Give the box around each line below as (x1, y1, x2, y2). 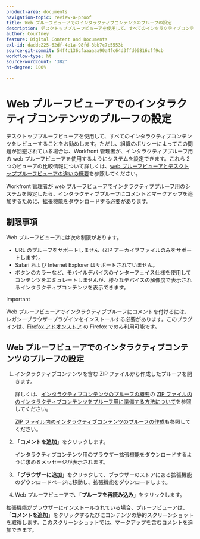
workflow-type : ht (6, 53, 52, 59)
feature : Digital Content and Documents (6, 36, 108, 42)
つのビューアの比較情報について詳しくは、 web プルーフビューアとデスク (6, 162, 185, 170)
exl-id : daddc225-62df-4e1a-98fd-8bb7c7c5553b (6, 42, 124, 48)
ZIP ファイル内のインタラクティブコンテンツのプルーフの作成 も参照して (14, 418, 191, 425)
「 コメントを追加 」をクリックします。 (14, 438, 109, 445)
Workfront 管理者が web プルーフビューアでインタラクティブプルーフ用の (6, 183, 186, 190)
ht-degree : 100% (6, 64, 46, 70)
